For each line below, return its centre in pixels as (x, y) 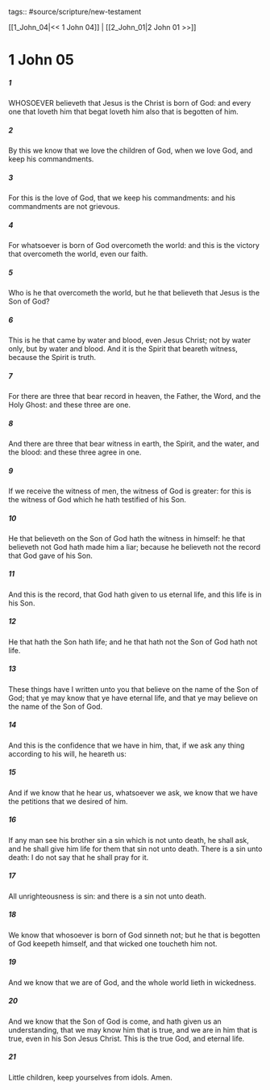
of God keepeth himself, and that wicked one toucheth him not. (113, 943)
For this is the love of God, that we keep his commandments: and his (122, 198)
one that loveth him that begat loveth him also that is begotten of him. (124, 111)
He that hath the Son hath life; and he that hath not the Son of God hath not (133, 642)
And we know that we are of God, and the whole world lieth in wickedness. (132, 982)
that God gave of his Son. (50, 555)
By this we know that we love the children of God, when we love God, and (131, 151)
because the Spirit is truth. (52, 357)
